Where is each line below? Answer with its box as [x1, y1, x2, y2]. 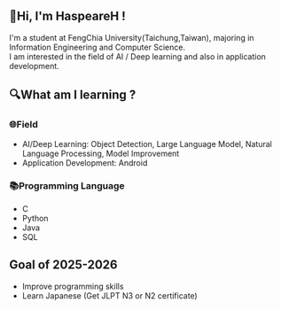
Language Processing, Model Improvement [21, 148, 180, 159]
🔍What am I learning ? [9, 88, 137, 103]
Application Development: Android [21, 157, 148, 168]
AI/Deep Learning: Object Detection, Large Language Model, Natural [21, 138, 272, 149]
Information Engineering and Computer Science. [9, 42, 186, 52]
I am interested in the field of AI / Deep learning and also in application [9, 50, 266, 62]
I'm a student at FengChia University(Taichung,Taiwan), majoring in [9, 32, 254, 43]
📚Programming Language [9, 180, 126, 192]
